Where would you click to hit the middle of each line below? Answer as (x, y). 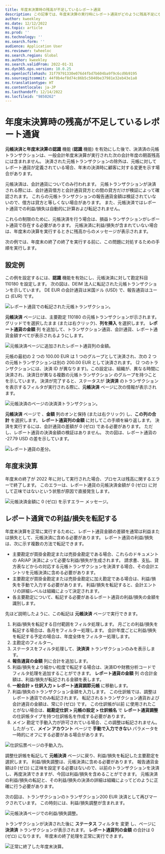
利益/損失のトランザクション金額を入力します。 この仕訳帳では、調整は (84, 691)
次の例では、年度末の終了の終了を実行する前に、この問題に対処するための (80, 242)
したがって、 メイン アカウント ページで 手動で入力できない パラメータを (85, 728)
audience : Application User (34, 46)
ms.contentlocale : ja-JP (30, 87)
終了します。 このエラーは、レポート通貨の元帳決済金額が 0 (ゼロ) (80, 485)
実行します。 (26, 248)
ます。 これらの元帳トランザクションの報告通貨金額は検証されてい (85, 197)
